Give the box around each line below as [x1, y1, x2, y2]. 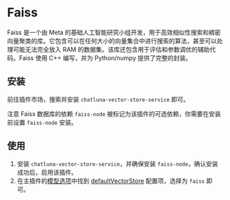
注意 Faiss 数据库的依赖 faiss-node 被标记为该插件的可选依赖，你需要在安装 [7, 109, 221, 117]
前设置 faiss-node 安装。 [7, 118, 77, 126]
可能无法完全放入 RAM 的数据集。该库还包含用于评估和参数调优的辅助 [12, 45, 210, 53]
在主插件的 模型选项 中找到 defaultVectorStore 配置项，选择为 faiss [16, 176, 205, 185]
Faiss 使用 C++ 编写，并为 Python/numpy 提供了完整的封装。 [18, 53, 192, 62]
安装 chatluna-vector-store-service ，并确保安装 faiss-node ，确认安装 [16, 159, 218, 168]
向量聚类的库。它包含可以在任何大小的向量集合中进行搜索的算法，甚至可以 [7, 36, 217, 45]
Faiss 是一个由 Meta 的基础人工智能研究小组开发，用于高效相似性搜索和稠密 [7, 28, 221, 36]
